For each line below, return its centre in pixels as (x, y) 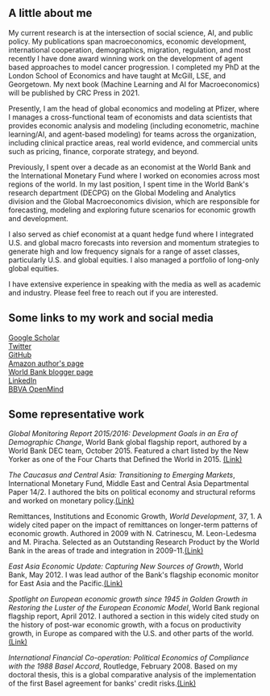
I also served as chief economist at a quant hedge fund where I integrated (131, 234)
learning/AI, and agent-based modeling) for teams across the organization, (132, 134)
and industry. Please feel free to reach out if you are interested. (113, 292)
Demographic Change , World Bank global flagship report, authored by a (128, 442)
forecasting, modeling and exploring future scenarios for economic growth (132, 210)
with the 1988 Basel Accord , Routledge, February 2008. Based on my (123, 666)
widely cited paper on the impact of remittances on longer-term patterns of (133, 525)
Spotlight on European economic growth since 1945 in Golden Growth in (128, 599)
